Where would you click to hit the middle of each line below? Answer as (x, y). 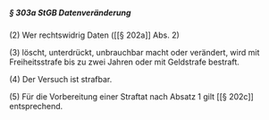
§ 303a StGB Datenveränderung (70, 13)
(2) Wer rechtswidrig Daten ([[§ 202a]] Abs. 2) (95, 35)
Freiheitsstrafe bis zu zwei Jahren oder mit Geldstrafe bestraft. (124, 62)
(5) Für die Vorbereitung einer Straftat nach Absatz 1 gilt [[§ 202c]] (132, 96)
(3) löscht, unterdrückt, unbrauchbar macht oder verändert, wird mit (134, 52)
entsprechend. (36, 106)
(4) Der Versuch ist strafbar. (61, 79)
